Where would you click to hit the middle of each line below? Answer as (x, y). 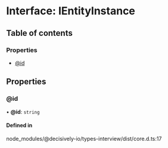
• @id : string (23, 112)
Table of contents (39, 33)
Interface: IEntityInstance (71, 11)
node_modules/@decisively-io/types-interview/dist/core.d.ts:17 (84, 138)
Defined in (19, 125)
